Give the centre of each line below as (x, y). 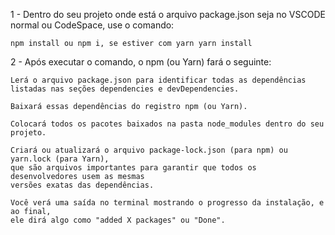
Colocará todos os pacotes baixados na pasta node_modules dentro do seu (167, 124)
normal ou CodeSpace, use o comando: (92, 25)
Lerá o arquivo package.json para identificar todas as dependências (158, 80)
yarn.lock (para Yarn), (60, 159)
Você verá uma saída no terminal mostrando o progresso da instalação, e (167, 203)
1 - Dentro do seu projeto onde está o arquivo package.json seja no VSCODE (168, 14)
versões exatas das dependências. (82, 185)
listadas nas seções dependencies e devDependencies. (125, 89)
